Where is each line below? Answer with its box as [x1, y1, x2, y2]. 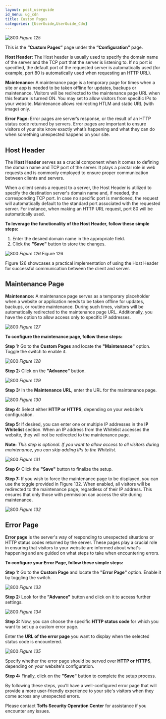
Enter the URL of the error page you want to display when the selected [5, 633, 150, 639]
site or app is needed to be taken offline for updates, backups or [5, 85, 137, 91]
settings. [5, 599, 23, 605]
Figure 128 [19, 358, 41, 364]
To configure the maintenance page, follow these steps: [5, 333, 123, 339]
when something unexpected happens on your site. [5, 131, 110, 137]
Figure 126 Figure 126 [19, 251, 63, 257]
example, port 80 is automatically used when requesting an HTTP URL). [5, 70, 152, 76]
